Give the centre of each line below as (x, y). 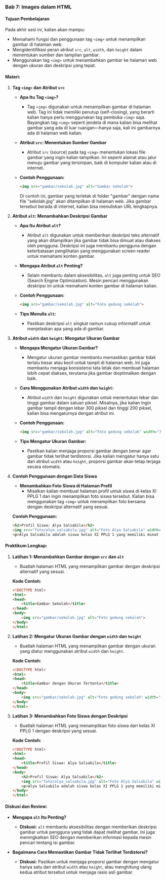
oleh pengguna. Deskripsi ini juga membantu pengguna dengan (92, 246)
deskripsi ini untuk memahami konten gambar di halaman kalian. (92, 286)
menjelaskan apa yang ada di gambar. (66, 329)
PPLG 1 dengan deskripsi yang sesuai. (58, 731)
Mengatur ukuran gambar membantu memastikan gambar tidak (91, 358)
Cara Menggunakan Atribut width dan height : (67, 388)
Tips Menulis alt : (38, 314)
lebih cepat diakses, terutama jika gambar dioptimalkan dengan (92, 373)
